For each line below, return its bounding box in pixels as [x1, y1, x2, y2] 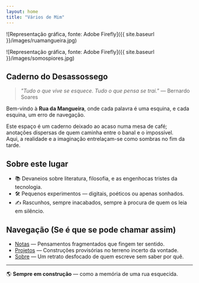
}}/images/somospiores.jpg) [6, 54, 75, 62]
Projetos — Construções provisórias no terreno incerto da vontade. [14, 246, 179, 253]
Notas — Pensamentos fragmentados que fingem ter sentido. [14, 240, 165, 247]
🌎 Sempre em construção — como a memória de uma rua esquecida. [6, 270, 178, 277]
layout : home [6, 8, 38, 15]
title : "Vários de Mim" [6, 14, 65, 20]
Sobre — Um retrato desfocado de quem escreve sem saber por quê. [14, 253, 184, 260]
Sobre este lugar [6, 159, 69, 169]
